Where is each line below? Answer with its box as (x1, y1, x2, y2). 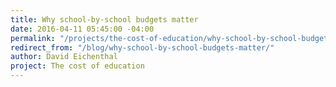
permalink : (10, 33, 56, 43)
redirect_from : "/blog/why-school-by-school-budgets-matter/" (10, 42, 275, 53)
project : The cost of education (10, 61, 145, 71)
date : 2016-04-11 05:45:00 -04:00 (10, 24, 155, 34)
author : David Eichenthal (10, 52, 118, 62)
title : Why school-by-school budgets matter (10, 14, 199, 25)
